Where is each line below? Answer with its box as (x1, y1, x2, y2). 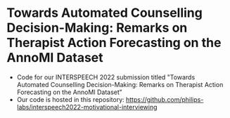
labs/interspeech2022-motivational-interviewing (16, 103, 158, 111)
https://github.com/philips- (125, 95, 204, 103)
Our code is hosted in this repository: (16, 95, 124, 103)
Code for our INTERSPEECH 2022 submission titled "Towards (16, 72, 196, 81)
